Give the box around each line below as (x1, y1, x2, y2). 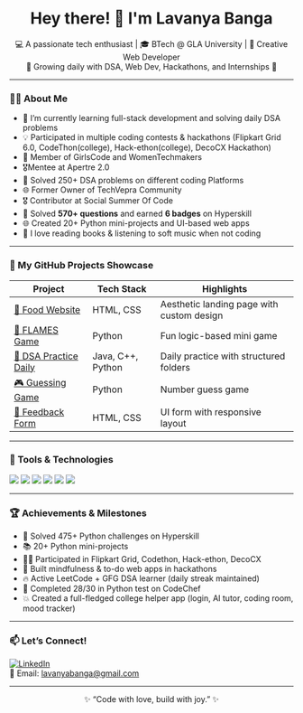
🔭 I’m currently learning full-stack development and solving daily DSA (22, 113, 281, 124)
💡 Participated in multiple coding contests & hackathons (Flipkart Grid (22, 132, 281, 143)
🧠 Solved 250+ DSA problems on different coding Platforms (22, 175, 244, 186)
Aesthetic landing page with (160, 297, 279, 310)
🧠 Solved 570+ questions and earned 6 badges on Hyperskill (22, 208, 252, 220)
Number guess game (160, 383, 250, 396)
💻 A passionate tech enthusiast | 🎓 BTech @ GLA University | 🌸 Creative (14, 38, 289, 49)
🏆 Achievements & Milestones (9, 506, 147, 519)
